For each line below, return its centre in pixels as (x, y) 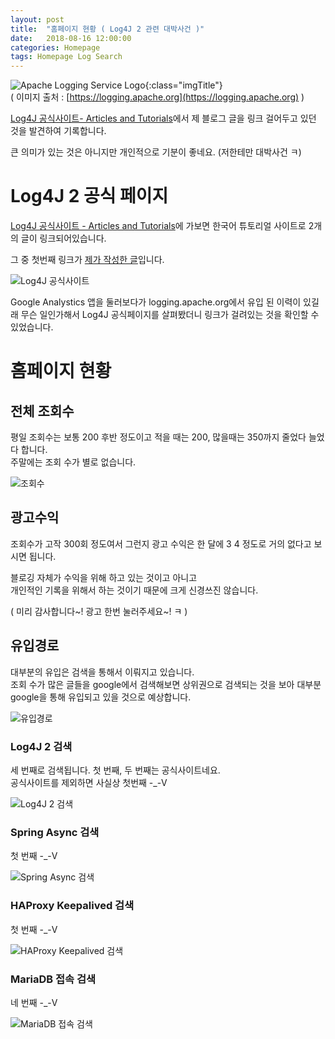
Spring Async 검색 (55, 832)
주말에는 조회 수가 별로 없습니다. (73, 462)
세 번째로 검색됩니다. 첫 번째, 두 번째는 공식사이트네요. (115, 770)
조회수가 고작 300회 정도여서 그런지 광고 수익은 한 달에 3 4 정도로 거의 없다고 (161, 543)
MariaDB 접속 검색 (53, 979)
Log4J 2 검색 (41, 746)
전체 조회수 (42, 411)
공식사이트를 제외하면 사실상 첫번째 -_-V (89, 782)
